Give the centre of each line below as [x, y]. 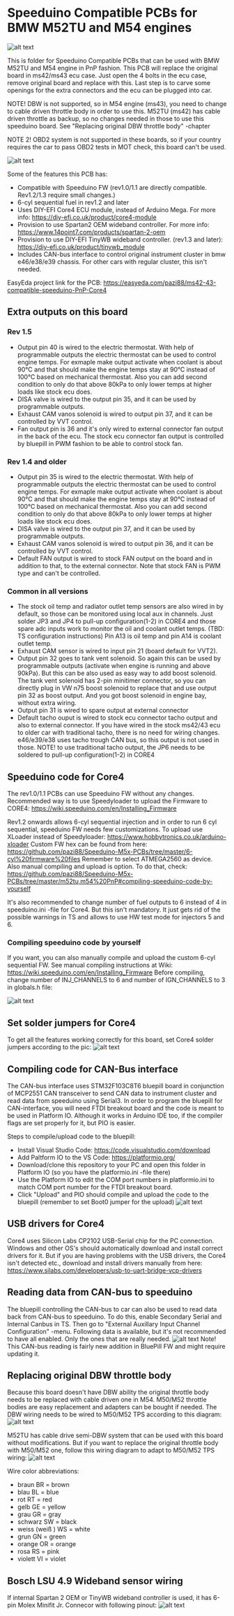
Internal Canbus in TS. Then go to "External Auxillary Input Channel [104, 1324]
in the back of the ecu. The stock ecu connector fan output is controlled [120, 436]
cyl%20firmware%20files [44, 859]
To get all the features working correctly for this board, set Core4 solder [110, 1040]
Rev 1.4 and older [37, 461]
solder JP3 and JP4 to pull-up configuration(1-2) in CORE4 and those [117, 621]
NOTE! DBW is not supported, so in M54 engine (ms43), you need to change [117, 103]
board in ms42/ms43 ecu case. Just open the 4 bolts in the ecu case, [107, 75]
